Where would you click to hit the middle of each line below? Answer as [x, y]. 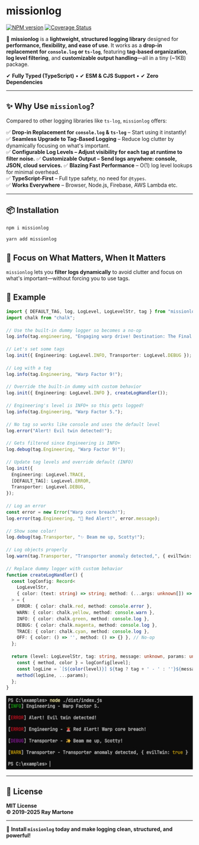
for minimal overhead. [33, 172]
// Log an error [26, 506]
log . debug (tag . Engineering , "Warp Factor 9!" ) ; [66, 450]
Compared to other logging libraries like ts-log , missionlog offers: [86, 121]
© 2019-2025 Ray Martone [40, 812]
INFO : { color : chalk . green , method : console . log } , [83, 619]
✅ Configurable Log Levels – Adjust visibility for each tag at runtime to [94, 152]
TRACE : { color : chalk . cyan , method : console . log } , [83, 632]
